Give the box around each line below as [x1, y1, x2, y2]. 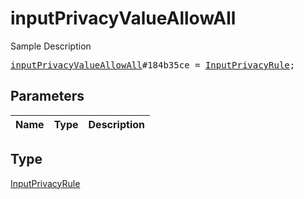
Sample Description [10, 40, 92, 52]
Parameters [10, 88, 85, 105]
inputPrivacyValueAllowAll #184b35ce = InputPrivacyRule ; [10, 59, 296, 71]
